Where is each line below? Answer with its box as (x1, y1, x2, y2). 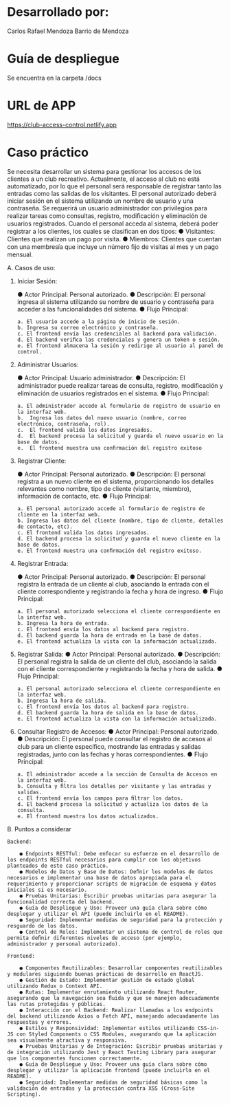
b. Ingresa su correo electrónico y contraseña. (16, 324, 159, 331)
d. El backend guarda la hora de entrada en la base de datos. (16, 632, 203, 639)
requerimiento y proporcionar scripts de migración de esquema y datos (7, 880, 216, 887)
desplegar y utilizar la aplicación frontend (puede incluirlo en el (7, 1066, 211, 1073)
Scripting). (7, 1091, 41, 1097)
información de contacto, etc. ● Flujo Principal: (16, 492, 152, 500)
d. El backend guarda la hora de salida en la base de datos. (16, 709, 199, 716)
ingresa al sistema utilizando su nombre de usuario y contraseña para (16, 297, 214, 306)
